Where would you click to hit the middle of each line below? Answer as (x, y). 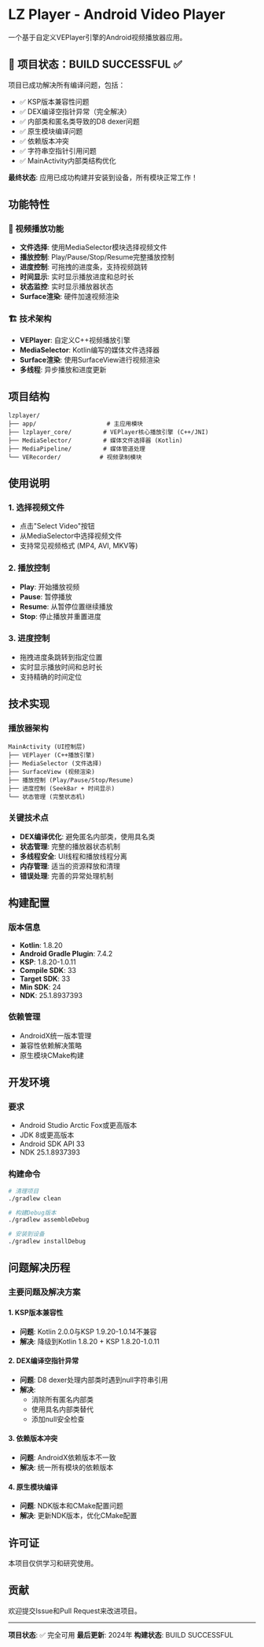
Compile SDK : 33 (48, 970)
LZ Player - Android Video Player (117, 15)
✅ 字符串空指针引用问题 (58, 150)
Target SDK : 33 (45, 978)
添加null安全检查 (58, 1419)
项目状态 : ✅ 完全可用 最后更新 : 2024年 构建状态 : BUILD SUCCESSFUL (121, 1634)
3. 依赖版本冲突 (33, 1439)
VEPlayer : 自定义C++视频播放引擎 (75, 340)
